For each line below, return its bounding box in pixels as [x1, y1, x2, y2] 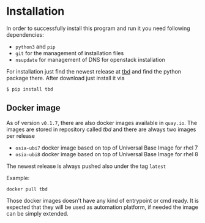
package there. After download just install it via [6, 74, 125, 81]
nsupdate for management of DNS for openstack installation [15, 56, 165, 63]
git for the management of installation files [15, 49, 124, 56]
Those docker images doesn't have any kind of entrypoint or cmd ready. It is [6, 197, 199, 204]
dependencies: [6, 31, 44, 38]
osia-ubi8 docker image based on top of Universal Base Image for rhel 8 [15, 150, 199, 157]
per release [6, 132, 35, 139]
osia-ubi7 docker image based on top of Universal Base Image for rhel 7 [15, 144, 198, 151]
